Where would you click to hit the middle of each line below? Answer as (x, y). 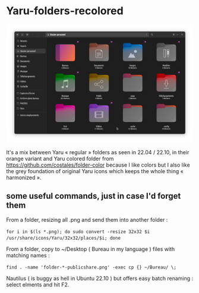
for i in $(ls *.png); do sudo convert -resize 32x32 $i (78, 232)
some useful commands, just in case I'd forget (94, 196)
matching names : (28, 255)
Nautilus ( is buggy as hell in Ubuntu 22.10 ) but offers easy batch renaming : (100, 278)
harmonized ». (24, 177)
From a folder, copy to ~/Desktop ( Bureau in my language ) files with (91, 249)
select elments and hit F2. (38, 284)
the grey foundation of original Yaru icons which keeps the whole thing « (95, 171)
